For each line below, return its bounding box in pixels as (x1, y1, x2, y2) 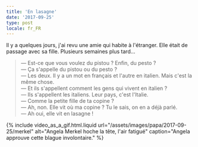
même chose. (20, 79, 55, 86)
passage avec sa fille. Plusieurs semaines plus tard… (6, 48, 136, 55)
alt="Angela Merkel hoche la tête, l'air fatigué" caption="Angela (34, 128, 190, 135)
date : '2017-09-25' (6, 14, 55, 20)
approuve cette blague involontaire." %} (6, 135, 104, 142)
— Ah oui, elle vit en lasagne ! (20, 110, 94, 117)
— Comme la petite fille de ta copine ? (20, 98, 114, 105)
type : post (6, 20, 33, 26)
